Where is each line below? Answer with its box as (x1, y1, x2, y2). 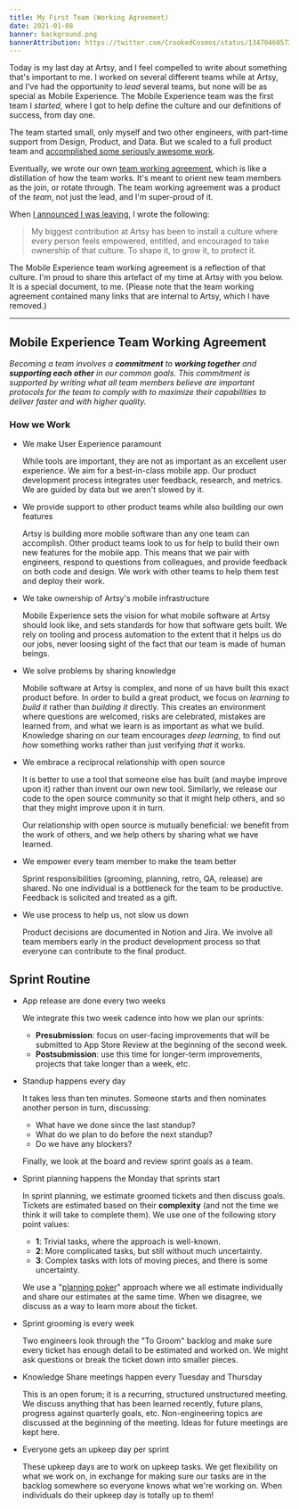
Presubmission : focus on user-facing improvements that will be (35, 1030, 270, 1041)
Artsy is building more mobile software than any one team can (21, 528, 250, 540)
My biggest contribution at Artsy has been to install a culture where (30, 227, 279, 237)
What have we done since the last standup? (35, 1120, 196, 1131)
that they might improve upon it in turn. (21, 803, 166, 813)
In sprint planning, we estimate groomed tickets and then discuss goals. (21, 1191, 287, 1201)
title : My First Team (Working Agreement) (9, 12, 169, 22)
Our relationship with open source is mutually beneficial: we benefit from (21, 820, 289, 830)
